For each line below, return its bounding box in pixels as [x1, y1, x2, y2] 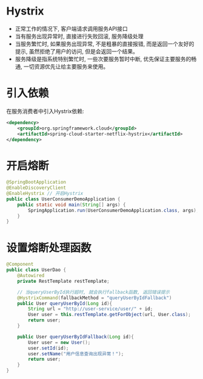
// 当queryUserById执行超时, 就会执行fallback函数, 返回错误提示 [17, 289, 170, 295]
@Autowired [17, 272, 45, 278]
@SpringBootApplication [6, 179, 67, 185]
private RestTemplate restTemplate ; [17, 278, 110, 284]
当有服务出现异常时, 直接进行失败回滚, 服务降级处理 [15, 32, 144, 40]
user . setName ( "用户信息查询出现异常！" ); [28, 351, 124, 357]
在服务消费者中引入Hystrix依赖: [6, 107, 84, 114]
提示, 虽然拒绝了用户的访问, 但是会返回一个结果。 [15, 47, 138, 55]
